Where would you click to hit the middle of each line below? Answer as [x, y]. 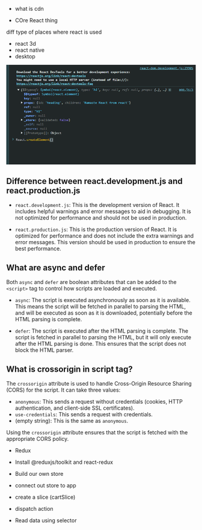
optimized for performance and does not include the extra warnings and [104, 236]
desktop [25, 56]
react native [30, 50]
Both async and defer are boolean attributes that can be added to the [91, 282]
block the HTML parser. [44, 350]
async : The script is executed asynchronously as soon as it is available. [103, 300]
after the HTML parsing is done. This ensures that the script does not [100, 344]
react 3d [25, 44]
